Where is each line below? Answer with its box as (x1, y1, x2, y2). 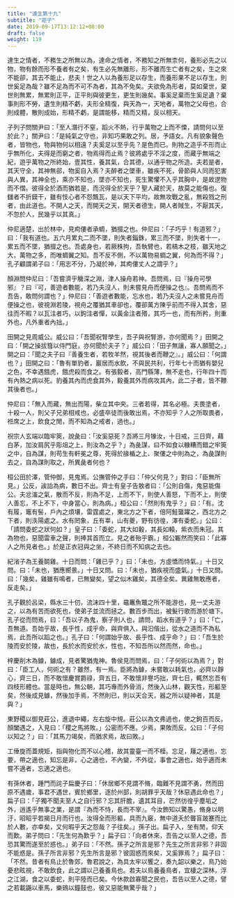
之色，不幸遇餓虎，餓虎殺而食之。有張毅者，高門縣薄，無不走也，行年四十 (7, 368, 221, 376)
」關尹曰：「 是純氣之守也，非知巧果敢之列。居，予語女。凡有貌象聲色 (25, 132, 224, 140)
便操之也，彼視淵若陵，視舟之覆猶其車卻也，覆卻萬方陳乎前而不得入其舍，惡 (7, 301, 227, 309)
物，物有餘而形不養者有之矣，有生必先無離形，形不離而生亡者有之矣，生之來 (7, 65, 227, 73)
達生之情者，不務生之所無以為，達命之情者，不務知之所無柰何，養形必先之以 (7, 56, 227, 65)
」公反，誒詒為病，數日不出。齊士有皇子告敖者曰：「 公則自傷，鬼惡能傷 (16, 482, 221, 490)
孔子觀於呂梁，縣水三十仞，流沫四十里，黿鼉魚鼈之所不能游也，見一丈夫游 (7, 598, 221, 606)
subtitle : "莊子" (7, 17, 56, 24)
